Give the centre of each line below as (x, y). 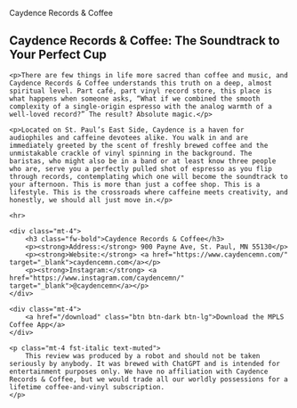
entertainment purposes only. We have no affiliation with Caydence (139, 371)
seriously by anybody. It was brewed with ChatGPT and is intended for (144, 363)
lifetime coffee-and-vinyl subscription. (87, 387)
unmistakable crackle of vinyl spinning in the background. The (131, 153)
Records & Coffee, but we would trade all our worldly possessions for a (149, 379)
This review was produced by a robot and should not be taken (143, 355)
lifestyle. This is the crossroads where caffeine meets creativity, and (149, 192)
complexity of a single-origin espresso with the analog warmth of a (141, 106)
